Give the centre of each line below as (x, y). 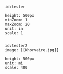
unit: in (14, 29)
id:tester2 (16, 46)
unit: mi (14, 63)
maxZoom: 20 (17, 24)
